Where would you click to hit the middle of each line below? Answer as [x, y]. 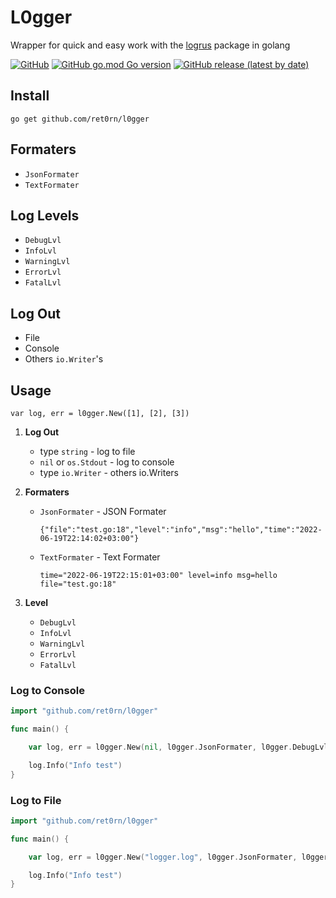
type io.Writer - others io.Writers [109, 472]
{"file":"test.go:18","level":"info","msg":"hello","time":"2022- [181, 530]
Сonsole [42, 348]
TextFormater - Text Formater [100, 557]
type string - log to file [87, 451]
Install [30, 96]
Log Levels [45, 215]
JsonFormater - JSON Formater [103, 511]
